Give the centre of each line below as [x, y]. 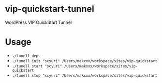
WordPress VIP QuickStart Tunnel [38, 22]
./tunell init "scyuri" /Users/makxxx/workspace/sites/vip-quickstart [85, 61]
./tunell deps [26, 56]
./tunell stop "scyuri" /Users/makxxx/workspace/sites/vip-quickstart [85, 75]
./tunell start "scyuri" [37, 66]
